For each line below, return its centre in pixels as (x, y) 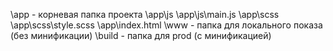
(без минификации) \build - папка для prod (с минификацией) (141, 35)
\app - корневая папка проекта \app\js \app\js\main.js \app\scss (145, 14)
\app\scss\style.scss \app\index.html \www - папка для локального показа (166, 25)
